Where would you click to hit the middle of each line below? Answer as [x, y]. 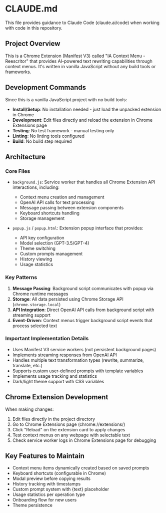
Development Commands [46, 87]
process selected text [35, 326]
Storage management [42, 218]
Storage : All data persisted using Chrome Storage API [68, 299]
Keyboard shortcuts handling [50, 213]
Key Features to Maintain [45, 456]
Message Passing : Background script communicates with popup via [83, 288]
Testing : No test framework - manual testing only [63, 130]
